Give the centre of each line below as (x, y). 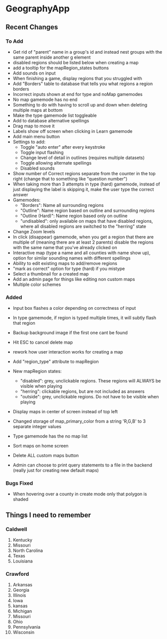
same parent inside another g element (52, 57)
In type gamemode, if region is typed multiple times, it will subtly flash (84, 318)
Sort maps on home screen (41, 446)
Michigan (22, 611)
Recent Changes (32, 27)
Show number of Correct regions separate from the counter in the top (84, 173)
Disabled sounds (38, 168)
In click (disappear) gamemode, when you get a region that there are (83, 237)
